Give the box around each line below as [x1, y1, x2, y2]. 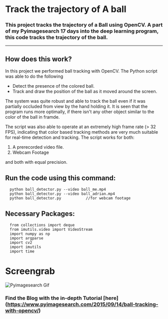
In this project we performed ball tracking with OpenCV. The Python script [5, 68, 157, 74]
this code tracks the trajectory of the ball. [5, 34, 108, 41]
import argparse [9, 235, 43, 241]
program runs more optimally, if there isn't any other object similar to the [5, 109, 154, 115]
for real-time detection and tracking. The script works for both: [5, 134, 134, 141]
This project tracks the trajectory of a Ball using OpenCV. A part [5, 22, 163, 29]
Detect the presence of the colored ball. [12, 83, 95, 89]
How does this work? [5, 55, 72, 63]
